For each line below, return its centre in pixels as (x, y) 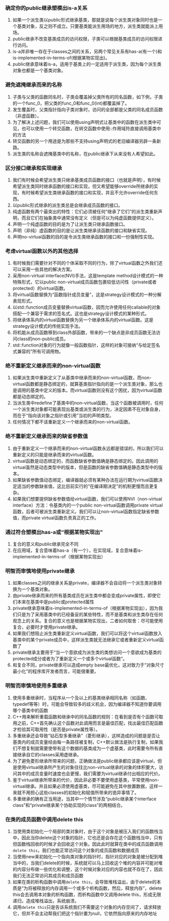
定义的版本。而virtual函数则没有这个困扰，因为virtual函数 (103, 391)
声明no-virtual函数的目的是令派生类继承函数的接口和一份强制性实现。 (84, 236)
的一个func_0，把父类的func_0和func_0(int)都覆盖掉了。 (71, 103)
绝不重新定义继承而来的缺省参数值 (47, 437)
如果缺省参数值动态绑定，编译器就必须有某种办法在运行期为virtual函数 (85, 480)
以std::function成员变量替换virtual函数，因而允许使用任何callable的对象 (87, 307)
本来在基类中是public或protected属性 (55, 602)
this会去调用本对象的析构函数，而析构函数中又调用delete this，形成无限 (87, 894)
